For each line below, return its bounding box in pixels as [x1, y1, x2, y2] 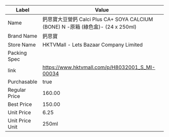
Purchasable [8, 78, 38, 85]
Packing [8, 50, 27, 56]
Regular [8, 86, 26, 93]
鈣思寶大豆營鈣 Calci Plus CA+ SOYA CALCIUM [42, 16, 153, 23]
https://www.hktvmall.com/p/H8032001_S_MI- [42, 64, 155, 71]
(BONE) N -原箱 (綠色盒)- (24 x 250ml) [42, 24, 137, 30]
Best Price [8, 101, 32, 107]
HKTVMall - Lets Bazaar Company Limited [42, 41, 143, 48]
